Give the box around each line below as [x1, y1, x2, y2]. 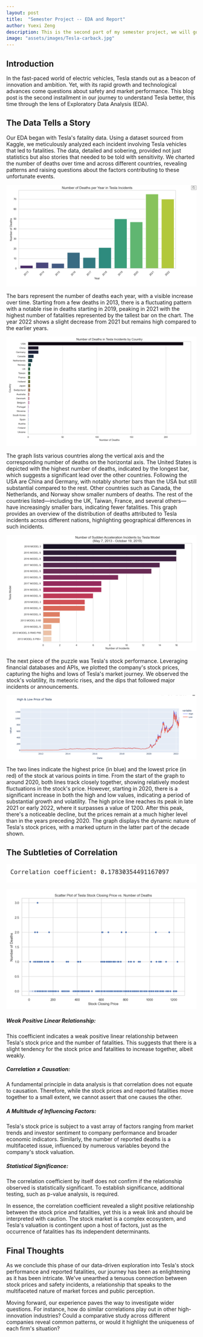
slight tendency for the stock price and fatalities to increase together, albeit [6, 1045, 193, 1052]
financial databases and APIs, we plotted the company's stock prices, [6, 664, 180, 671]
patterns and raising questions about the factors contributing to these [6, 166, 179, 173]
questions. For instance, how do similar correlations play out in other [6, 1305, 177, 1313]
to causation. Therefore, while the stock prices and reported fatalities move [6, 1087, 194, 1095]
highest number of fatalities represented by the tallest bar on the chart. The [6, 311, 194, 319]
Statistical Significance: [6, 1163, 68, 1170]
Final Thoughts [6, 1246, 65, 1256]
